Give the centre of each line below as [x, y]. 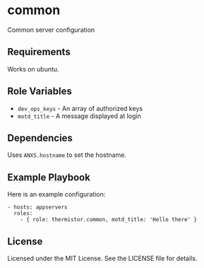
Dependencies [40, 138]
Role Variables [40, 92]
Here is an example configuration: [56, 194]
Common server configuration [51, 30]
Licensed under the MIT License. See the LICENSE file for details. [102, 258]
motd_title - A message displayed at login [79, 116]
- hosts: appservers [38, 207]
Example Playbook [49, 177]
